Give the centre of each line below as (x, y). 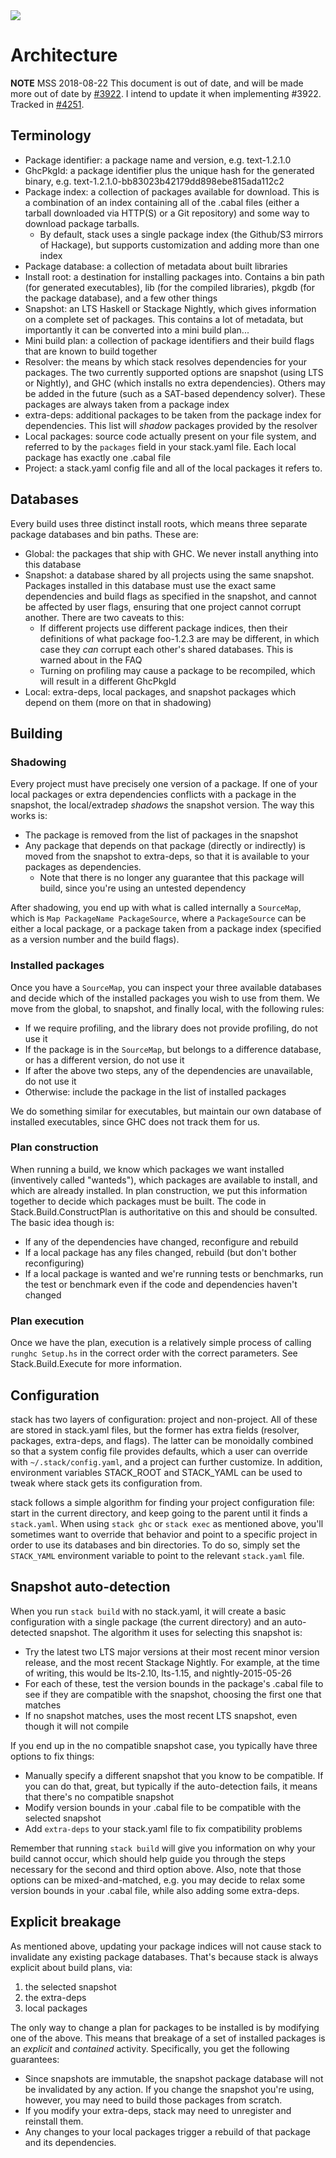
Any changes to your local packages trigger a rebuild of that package (168, 2131)
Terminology (51, 135)
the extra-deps (55, 1997)
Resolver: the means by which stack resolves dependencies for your (166, 361)
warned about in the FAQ (91, 660)
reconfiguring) (54, 1263)
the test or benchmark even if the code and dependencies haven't (161, 1284)
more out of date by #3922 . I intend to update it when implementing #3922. (166, 93)
